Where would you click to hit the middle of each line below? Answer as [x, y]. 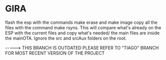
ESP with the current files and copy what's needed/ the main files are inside [83, 33]
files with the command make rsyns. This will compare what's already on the [83, 27]
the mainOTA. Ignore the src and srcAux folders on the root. [66, 38]
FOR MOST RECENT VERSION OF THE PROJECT [55, 53]
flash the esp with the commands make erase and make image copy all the [81, 22]
